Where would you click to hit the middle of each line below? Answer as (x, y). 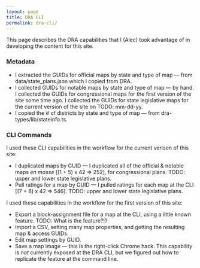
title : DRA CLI (25, 17)
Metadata (20, 62)
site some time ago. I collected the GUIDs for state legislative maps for (101, 100)
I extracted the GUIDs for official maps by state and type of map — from (104, 75)
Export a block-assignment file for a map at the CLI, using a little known (103, 214)
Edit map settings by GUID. (48, 239)
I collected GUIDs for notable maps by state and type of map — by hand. (104, 87)
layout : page (22, 12)
